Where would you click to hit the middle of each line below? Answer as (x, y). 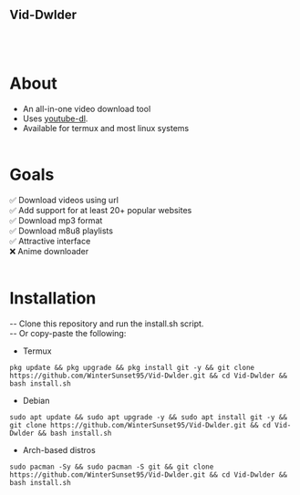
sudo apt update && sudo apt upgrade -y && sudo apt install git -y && (148, 417)
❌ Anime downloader (49, 251)
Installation (53, 298)
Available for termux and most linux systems (106, 128)
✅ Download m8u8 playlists (62, 231)
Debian (36, 400)
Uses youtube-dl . (55, 119)
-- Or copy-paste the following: (68, 333)
